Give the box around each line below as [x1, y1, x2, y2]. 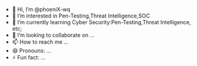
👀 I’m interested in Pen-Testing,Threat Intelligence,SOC [12, 12, 150, 19]
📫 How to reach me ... [12, 38, 69, 45]
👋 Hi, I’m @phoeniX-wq [12, 6, 71, 13]
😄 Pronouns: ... [12, 47, 52, 54]
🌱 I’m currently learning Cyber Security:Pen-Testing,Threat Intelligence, [12, 19, 192, 25]
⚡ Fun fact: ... [12, 54, 46, 61]
